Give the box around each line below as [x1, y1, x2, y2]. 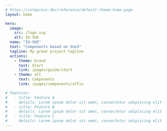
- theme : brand [14, 58, 46, 63]
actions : [9, 53, 28, 58]
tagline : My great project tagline [9, 48, 84, 54]
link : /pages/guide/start [18, 67, 72, 72]
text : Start [18, 63, 43, 68]
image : [9, 25, 23, 30]
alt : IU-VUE [14, 35, 39, 40]
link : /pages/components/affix [18, 81, 84, 86]
